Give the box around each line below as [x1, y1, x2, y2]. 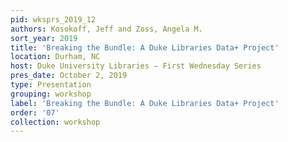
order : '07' [10, 107, 60, 118]
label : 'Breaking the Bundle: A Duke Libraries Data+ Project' [10, 98, 280, 108]
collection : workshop [10, 117, 101, 127]
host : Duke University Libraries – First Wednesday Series [10, 61, 262, 71]
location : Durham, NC [10, 52, 101, 62]
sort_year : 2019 [10, 33, 78, 43]
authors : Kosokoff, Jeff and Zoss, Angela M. [10, 24, 203, 34]
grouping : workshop [10, 89, 92, 99]
